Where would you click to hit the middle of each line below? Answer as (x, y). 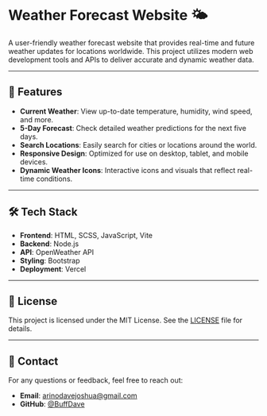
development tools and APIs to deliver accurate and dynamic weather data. (131, 60)
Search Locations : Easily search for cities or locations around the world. (138, 144)
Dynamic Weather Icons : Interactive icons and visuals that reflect (128, 170)
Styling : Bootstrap (50, 260)
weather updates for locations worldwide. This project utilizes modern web (131, 51)
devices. (34, 162)
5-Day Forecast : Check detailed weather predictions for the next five (133, 128)
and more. (37, 119)
